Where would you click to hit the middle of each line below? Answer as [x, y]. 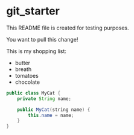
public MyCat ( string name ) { [54, 110]
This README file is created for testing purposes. [68, 28]
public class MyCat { [33, 93]
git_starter [33, 11]
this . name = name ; [51, 115]
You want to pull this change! [42, 39]
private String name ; [44, 99]
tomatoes [27, 75]
